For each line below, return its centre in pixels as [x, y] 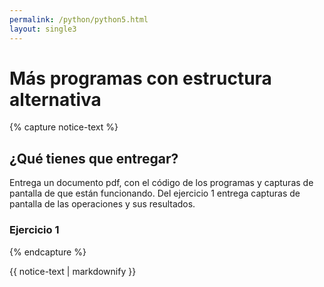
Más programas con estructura [140, 78]
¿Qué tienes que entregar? [94, 158]
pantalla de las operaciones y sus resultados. [102, 204]
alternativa [55, 99]
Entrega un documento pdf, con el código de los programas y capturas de [161, 183]
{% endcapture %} [48, 252]
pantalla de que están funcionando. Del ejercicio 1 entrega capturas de [155, 193]
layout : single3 [43, 29]
